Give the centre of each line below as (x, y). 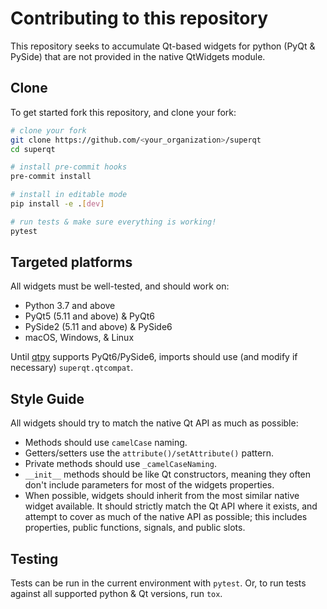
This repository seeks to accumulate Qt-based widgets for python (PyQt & (163, 46)
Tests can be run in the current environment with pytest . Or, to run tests (158, 583)
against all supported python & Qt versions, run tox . (116, 594)
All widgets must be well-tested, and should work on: (120, 286)
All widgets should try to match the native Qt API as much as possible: (154, 423)
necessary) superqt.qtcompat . (72, 368)
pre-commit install (51, 177)
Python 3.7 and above (70, 306)
